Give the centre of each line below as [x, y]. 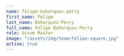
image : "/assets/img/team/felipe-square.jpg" [62, 38]
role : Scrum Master [30, 33]
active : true [22, 44]
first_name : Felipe [30, 17]
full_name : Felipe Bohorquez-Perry [49, 28]
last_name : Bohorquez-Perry [40, 22]
